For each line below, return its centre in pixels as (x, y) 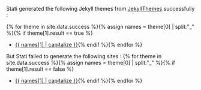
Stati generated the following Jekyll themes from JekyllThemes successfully (100, 9)
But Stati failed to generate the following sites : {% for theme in (84, 56)
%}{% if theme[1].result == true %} (49, 33)
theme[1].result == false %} (40, 69)
